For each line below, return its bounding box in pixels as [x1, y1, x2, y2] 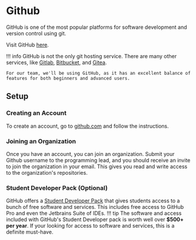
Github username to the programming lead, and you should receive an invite [6, 156, 191, 164]
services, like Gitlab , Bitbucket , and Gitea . [6, 59, 107, 66]
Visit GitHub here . [6, 41, 49, 48]
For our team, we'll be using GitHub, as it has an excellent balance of [6, 70, 191, 76]
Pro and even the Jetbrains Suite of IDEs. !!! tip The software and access [6, 210, 182, 217]
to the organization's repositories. [6, 169, 88, 176]
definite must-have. [6, 228, 54, 236]
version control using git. [6, 29, 67, 36]
